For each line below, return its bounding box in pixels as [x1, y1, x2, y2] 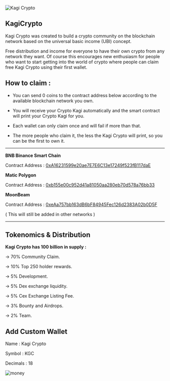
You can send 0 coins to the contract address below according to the [12, 92, 157, 98]
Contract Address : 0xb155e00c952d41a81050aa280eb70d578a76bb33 [5, 182, 155, 188]
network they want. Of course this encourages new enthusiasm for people [5, 53, 160, 59]
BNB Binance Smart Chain [5, 152, 61, 158]
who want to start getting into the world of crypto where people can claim [5, 59, 159, 65]
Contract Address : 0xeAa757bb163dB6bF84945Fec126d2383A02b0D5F [5, 201, 158, 207]
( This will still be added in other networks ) [5, 211, 95, 217]
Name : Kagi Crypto [5, 341, 47, 347]
